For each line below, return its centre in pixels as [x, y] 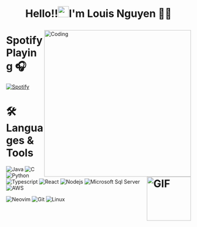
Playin [21, 53]
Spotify [24, 40]
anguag [25, 128]
